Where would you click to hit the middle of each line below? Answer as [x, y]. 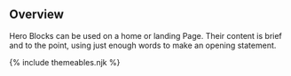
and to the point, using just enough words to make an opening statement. [143, 45]
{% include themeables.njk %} [65, 62]
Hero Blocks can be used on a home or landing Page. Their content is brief [145, 35]
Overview [37, 15]
